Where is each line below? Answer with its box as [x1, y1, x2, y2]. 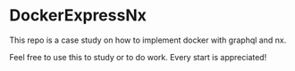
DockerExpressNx [9, 5, 147, 26]
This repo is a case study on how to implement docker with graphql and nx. [9, 35, 287, 45]
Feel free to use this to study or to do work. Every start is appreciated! [9, 51, 267, 62]
